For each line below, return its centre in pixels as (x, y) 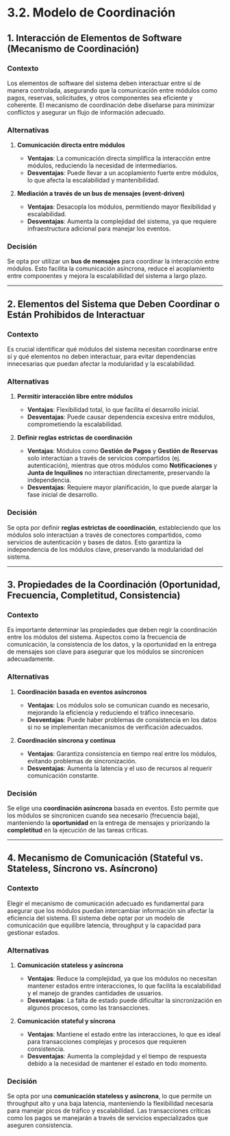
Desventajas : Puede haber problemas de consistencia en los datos (122, 719)
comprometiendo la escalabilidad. (75, 424)
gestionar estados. (34, 932)
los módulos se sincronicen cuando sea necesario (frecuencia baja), (103, 815)
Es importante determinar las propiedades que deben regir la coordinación (112, 630)
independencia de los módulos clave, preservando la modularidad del (105, 549)
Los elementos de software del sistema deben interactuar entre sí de (104, 83)
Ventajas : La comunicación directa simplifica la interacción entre (119, 159)
